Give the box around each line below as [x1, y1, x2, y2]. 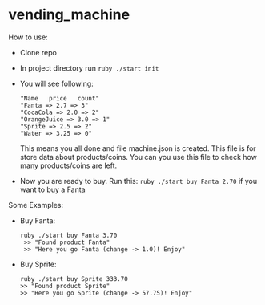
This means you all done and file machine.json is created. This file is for [19, 143, 256, 153]
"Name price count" [19, 94, 100, 102]
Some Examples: [8, 200, 64, 209]
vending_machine [8, 6, 130, 24]
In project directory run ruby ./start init [19, 63, 159, 73]
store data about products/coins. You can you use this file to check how [19, 152, 258, 161]
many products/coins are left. [19, 161, 118, 170]
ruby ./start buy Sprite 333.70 [19, 274, 128, 283]
